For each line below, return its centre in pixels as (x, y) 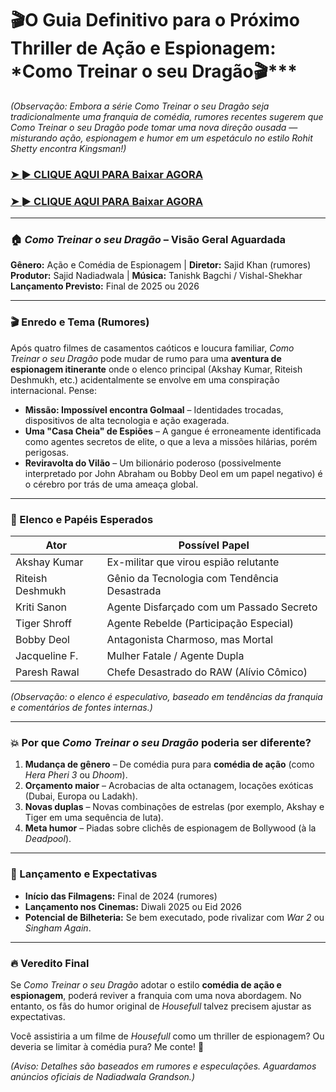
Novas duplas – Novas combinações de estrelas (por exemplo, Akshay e (174, 807)
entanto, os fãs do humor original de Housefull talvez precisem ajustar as (161, 1006)
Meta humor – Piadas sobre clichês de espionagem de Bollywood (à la (170, 828)
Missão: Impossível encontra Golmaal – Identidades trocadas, (154, 409)
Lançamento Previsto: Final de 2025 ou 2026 (105, 286)
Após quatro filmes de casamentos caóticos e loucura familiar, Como (152, 348)
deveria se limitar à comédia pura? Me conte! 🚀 (107, 1046)
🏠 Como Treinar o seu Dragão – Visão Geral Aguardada (148, 240)
